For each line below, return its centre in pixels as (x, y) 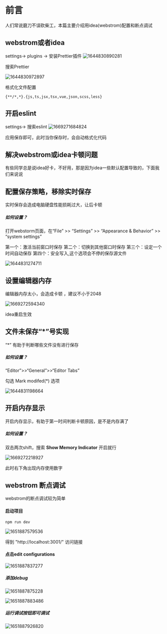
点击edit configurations (30, 554)
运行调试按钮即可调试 (27, 613)
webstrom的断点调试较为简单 (35, 499)
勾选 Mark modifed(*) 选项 (32, 381)
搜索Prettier (17, 67)
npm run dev (18, 522)
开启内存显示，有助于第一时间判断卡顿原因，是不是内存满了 (67, 421)
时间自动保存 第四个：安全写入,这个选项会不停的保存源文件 (66, 254)
